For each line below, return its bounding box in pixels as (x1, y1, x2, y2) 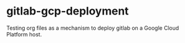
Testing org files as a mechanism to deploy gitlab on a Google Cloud (6, 24, 179, 31)
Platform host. (6, 30, 42, 38)
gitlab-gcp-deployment (6, 4, 129, 18)
